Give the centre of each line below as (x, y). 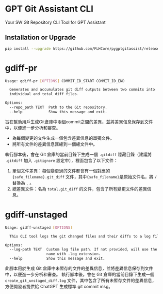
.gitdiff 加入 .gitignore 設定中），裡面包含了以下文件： (61, 160)
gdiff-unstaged (36, 215)
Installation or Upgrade (41, 37)
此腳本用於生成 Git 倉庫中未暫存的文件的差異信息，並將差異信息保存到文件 (79, 268)
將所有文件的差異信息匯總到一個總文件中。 (55, 144)
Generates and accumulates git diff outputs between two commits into (82, 90)
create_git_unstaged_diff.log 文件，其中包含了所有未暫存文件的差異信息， (81, 280)
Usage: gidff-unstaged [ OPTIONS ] (39, 228)
